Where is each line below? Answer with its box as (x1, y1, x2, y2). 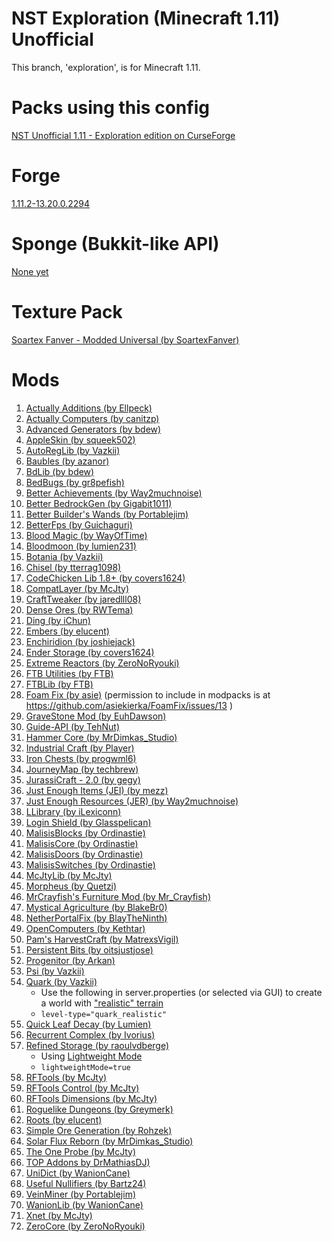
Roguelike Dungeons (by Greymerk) (25, 1103, 174, 1115)
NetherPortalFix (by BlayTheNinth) (25, 912, 168, 924)
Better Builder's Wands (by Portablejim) (25, 508, 189, 520)
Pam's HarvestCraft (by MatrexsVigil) (25, 933, 179, 945)
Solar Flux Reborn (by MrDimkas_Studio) (25, 1135, 194, 1147)
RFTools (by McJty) (25, 1071, 108, 1083)
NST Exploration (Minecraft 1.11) (11, 7, 281, 30)
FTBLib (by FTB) (25, 678, 94, 690)
